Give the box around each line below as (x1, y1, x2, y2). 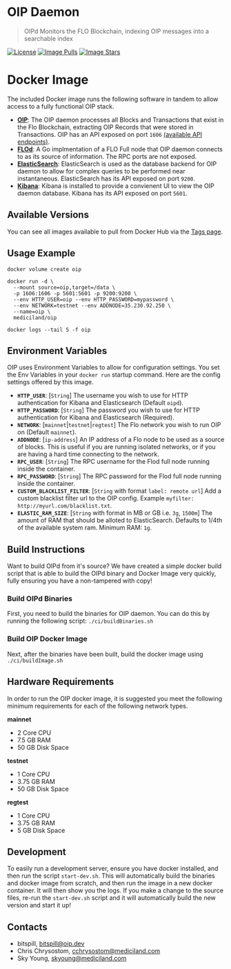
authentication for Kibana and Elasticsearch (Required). (17, 413, 174, 422)
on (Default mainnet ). (17, 428, 77, 436)
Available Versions (7, 209, 90, 221)
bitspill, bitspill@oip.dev (17, 939, 85, 948)
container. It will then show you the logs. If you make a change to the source (7, 886, 224, 895)
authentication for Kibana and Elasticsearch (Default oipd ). (17, 399, 184, 407)
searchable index (23, 34, 74, 42)
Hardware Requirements (7, 676, 114, 688)
